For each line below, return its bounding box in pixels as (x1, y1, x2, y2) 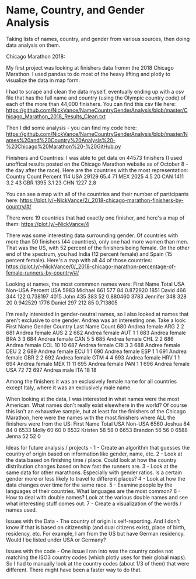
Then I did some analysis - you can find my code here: (6, 124, 137, 131)
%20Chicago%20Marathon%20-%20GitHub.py (6, 143, 121, 150)
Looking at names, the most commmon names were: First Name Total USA (6, 280, 185, 287)
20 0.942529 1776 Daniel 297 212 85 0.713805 (6, 299, 118, 306)
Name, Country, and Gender (6, 4, 145, 17)
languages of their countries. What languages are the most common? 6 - (6, 487, 181, 495)
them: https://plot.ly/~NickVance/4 (6, 220, 89, 227)
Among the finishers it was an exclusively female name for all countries (6, 378, 177, 385)
